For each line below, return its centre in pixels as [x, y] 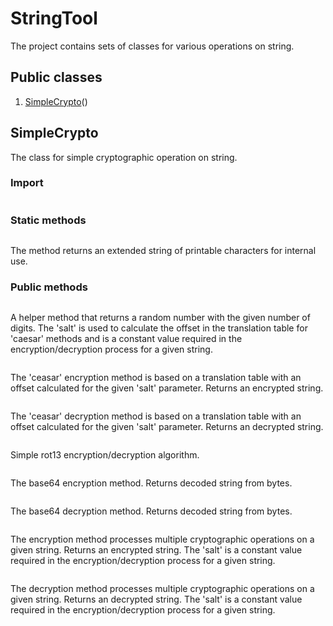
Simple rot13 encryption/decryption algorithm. [105, 455]
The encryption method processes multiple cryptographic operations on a [162, 539]
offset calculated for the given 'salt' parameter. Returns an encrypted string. [167, 388]
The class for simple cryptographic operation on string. [124, 157]
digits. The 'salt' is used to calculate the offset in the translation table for [159, 328]
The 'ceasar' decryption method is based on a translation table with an [156, 416]
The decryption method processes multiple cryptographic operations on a [162, 589]
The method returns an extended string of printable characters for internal [163, 251]
